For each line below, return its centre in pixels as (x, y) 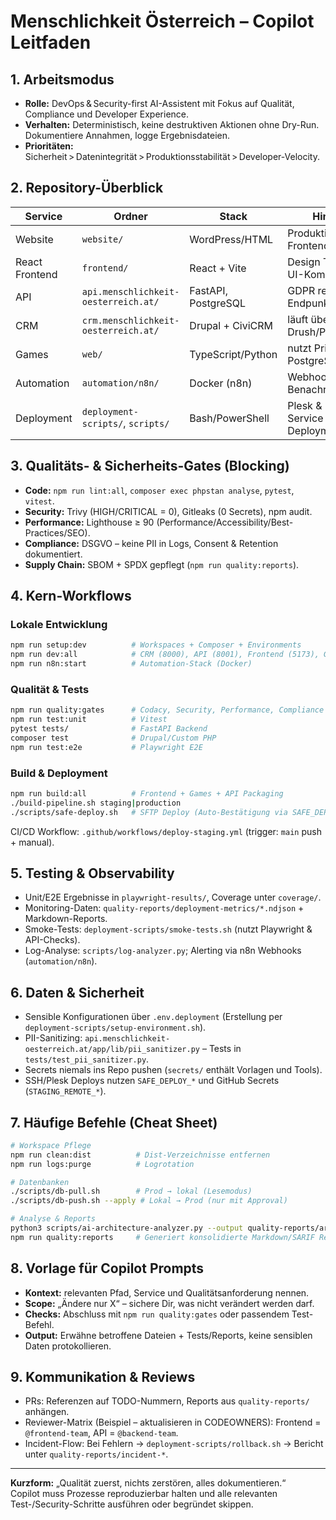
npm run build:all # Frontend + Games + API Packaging (147, 793)
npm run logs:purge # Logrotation (102, 1164)
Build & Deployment (59, 773)
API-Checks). (52, 940)
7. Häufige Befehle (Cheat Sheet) (114, 1122)
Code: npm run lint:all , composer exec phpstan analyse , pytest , (159, 490)
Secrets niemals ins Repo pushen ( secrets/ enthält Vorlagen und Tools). (173, 1070)
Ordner (130, 216)
